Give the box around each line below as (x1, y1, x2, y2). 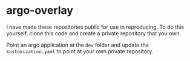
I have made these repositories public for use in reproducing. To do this (6, 23, 185, 30)
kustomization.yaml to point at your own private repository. (6, 47, 154, 54)
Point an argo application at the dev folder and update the (6, 41, 149, 48)
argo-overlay (6, 4, 74, 17)
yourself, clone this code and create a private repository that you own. (6, 29, 182, 36)
